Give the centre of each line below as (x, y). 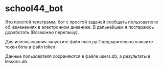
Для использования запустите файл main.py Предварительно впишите (79, 41)
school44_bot (34, 8)
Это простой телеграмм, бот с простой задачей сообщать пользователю (81, 22)
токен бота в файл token (30, 47)
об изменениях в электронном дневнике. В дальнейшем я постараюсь (80, 27)
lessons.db (16, 61)
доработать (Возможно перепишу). (42, 32)
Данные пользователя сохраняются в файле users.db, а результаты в (78, 56)
